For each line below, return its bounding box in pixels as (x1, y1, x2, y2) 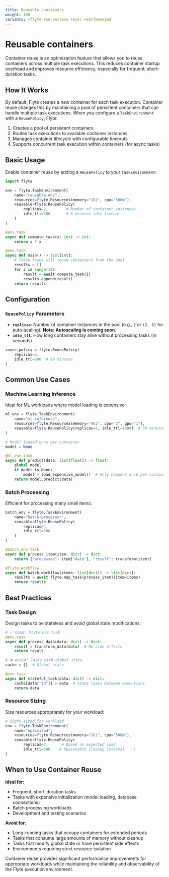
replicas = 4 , (23, 524, 49, 529)
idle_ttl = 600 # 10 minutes (14, 356, 73, 362)
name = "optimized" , (14, 728, 53, 733)
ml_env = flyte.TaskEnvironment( (5, 412, 75, 417)
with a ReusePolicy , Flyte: (5, 115, 58, 121)
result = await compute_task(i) (23, 272, 92, 277)
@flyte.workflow (5, 566, 39, 571)
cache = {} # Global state (5, 662, 64, 668)
